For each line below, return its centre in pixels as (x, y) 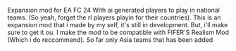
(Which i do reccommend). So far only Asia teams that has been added (110, 40)
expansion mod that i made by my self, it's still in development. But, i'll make (118, 25)
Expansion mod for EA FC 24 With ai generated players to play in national (113, 10)
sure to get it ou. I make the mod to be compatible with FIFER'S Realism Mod (118, 32)
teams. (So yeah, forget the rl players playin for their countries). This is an (114, 17)
